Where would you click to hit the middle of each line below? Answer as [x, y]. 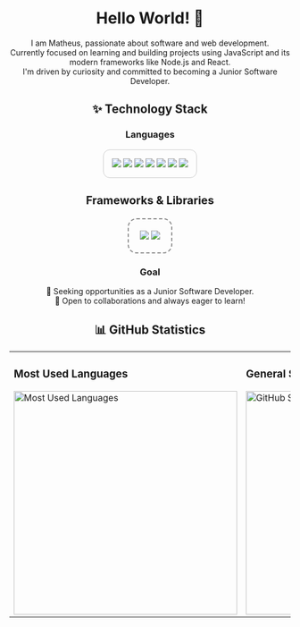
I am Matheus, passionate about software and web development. [150, 43]
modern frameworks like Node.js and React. [150, 62]
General [266, 374]
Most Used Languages [71, 374]
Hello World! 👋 [150, 18]
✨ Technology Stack [150, 110]
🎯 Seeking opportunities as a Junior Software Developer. [150, 291]
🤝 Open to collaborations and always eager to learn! [150, 301]
